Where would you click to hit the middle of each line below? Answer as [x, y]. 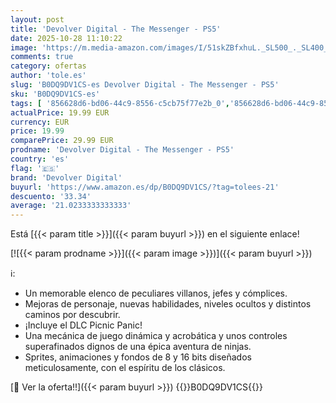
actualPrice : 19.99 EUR [60, 112]
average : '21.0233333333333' [71, 206]
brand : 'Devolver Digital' [66, 177]
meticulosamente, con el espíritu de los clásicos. [125, 368]
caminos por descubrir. [72, 315]
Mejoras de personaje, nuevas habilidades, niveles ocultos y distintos [168, 304]
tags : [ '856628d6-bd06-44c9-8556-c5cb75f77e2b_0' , [120, 103]
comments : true [42, 57]
